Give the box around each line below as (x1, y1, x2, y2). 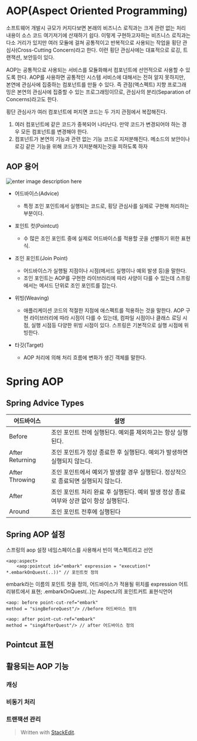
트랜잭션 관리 (6, 715, 41, 723)
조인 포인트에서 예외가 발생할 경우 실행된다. (50, 468, 164, 476)
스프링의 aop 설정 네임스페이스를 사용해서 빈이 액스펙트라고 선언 (6, 546, 154, 553)
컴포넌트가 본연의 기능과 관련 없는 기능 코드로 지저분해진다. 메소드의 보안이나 (14, 135, 191, 142)
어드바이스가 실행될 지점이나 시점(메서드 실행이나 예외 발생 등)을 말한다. (23, 267, 187, 274)
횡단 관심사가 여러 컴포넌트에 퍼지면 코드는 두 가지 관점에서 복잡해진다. (6, 108, 167, 115)
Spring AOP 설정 (6, 530, 66, 540)
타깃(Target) (14, 341, 44, 348)
